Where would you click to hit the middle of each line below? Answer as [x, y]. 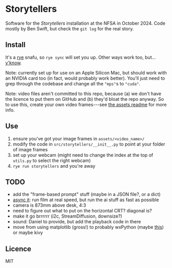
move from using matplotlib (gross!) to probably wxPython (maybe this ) [88, 227]
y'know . [14, 63]
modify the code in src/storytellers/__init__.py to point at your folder [89, 144]
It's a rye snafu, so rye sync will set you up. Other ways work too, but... [81, 57]
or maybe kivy [28, 233]
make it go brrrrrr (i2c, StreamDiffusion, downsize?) [67, 216]
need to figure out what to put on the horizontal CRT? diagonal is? [82, 211]
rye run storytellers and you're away [54, 166]
